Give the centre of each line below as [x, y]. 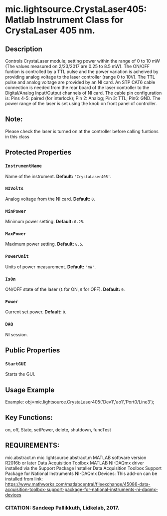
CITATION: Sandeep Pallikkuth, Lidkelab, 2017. [62, 507]
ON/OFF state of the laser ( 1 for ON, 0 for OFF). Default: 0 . [65, 289]
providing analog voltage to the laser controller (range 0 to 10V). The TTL [80, 77]
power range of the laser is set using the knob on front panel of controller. [81, 103]
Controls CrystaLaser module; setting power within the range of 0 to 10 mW [83, 61]
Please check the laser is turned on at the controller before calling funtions [82, 131]
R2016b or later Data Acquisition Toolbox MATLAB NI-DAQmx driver [75, 463]
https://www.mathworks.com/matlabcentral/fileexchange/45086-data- [78, 484]
